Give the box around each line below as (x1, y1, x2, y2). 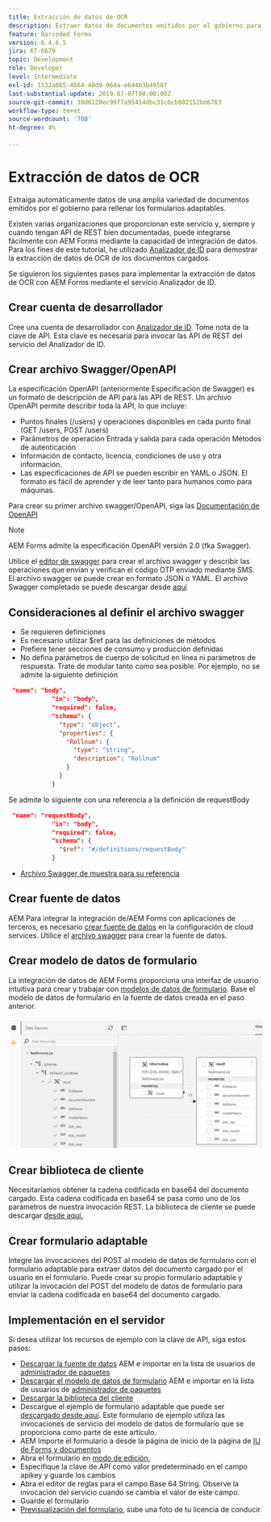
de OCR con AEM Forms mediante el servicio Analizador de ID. (8, 277, 216, 286)
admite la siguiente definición (19, 670, 119, 679)
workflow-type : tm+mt (8, 107, 81, 115)
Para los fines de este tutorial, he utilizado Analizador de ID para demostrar (8, 245, 258, 254)
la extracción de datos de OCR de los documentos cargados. (8, 253, 211, 262)
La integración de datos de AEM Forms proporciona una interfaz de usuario (8, 975, 259, 985)
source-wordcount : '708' (8, 115, 92, 123)
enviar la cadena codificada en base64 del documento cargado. (8, 1290, 222, 1299)
